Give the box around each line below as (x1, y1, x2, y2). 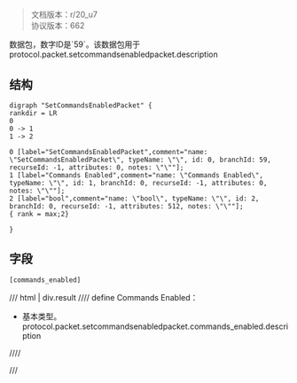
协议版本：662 (30, 20, 85, 31)
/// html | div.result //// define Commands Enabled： (9, 292, 199, 302)
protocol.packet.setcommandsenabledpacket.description (9, 49, 219, 60)
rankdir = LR (9, 109, 58, 118)
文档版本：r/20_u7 (30, 9, 98, 20)
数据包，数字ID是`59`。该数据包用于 (9, 39, 140, 50)
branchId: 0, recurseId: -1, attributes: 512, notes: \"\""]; (9, 202, 244, 211)
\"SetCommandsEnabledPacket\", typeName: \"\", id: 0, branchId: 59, (9, 155, 272, 164)
